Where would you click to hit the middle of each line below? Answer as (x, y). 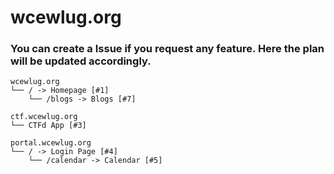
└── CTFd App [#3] (48, 126)
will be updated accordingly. (81, 61)
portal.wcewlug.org (51, 143)
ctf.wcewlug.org (44, 117)
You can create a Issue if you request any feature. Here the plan (167, 49)
